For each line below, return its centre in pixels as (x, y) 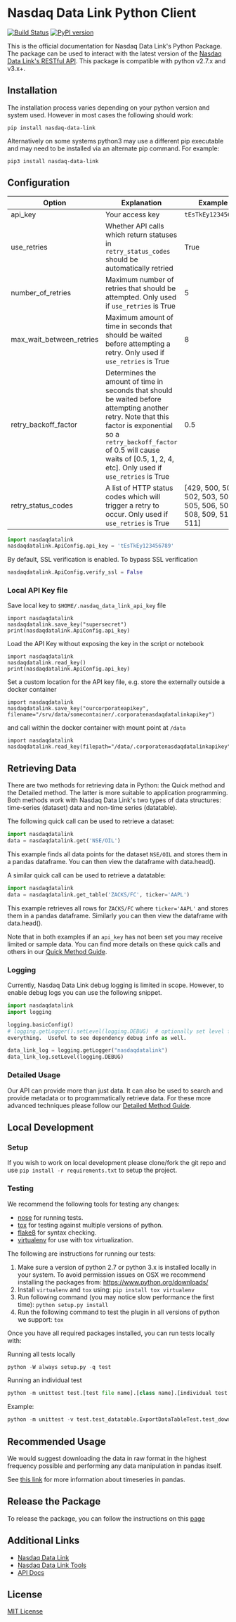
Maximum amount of (139, 317)
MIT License (25, 1611)
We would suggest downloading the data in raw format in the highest (107, 1458)
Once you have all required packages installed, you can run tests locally (111, 1333)
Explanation (142, 202)
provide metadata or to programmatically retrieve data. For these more (109, 1098)
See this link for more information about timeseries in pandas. (96, 1479)
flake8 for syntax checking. (57, 1232)
